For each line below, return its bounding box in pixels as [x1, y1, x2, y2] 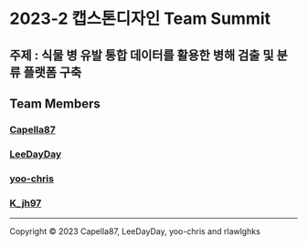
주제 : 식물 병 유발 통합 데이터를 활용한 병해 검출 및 [9, 47, 274, 63]
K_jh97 [9, 197, 42, 210]
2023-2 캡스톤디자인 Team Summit [9, 8, 271, 29]
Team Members [9, 96, 101, 111]
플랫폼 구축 [23, 65, 82, 80]
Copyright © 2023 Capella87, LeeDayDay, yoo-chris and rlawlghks [9, 226, 260, 237]
